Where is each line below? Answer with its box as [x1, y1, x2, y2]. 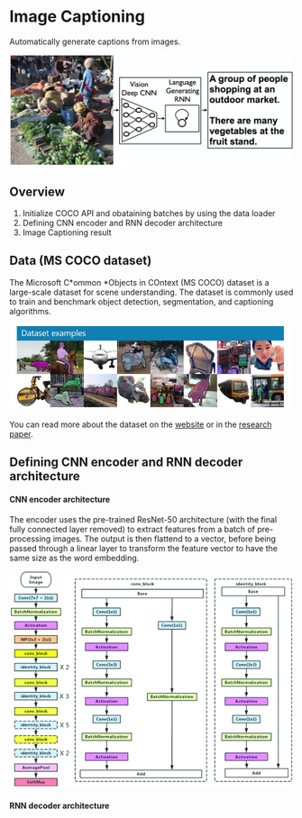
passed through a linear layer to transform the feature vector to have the [9, 542, 278, 553]
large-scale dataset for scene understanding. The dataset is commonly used [9, 286, 294, 297]
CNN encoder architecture [9, 494, 111, 504]
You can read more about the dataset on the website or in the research [9, 419, 272, 430]
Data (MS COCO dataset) [9, 253, 152, 268]
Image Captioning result [22, 227, 112, 238]
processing [9, 533, 51, 544]
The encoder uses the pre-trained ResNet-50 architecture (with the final [9, 514, 278, 524]
